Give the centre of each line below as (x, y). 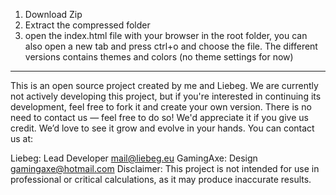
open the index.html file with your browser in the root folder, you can (166, 35)
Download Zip (53, 14)
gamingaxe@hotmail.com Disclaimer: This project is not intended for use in (165, 168)
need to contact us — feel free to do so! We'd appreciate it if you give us (159, 117)
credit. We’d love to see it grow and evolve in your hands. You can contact (162, 128)
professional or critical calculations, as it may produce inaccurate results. (161, 179)
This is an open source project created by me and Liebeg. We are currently (164, 85)
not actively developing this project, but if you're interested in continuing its (166, 96)
